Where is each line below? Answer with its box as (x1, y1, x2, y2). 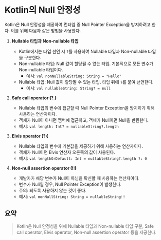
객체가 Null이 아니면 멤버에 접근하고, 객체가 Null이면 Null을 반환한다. (18, 117, 149, 123)
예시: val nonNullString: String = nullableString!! (18, 194, 125, 199)
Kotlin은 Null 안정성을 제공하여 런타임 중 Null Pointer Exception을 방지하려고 (4, 22, 151, 27)
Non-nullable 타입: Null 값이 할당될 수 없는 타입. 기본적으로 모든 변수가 (18, 61, 154, 66)
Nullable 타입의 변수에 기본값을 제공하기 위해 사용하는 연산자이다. (18, 143, 143, 149)
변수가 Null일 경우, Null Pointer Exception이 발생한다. (18, 181, 122, 187)
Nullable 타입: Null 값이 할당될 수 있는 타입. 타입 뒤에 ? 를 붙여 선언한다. (18, 79, 154, 85)
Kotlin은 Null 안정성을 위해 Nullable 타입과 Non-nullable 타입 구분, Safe (16, 223, 154, 229)
